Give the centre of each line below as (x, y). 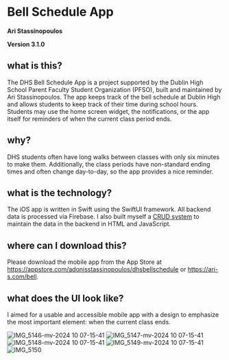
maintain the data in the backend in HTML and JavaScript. (89, 224)
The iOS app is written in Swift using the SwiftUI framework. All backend (109, 209)
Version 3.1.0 (26, 44)
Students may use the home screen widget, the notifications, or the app (108, 111)
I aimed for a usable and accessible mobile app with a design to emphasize (113, 315)
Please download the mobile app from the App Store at (85, 262)
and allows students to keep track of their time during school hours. (103, 104)
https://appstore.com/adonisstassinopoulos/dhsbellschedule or (97, 269)
